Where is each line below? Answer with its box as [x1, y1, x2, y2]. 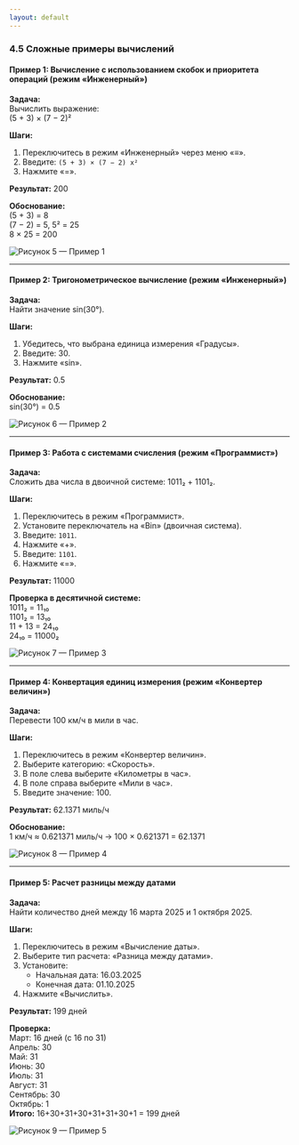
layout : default [9, 12, 69, 22]
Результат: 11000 [9, 576, 76, 586]
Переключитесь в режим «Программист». [21, 511, 185, 521]
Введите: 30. [21, 348, 71, 359]
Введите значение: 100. [21, 787, 112, 798]
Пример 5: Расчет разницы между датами [9, 877, 176, 888]
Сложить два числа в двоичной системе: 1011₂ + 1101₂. [9, 477, 215, 488]
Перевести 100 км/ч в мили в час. [9, 715, 140, 726]
